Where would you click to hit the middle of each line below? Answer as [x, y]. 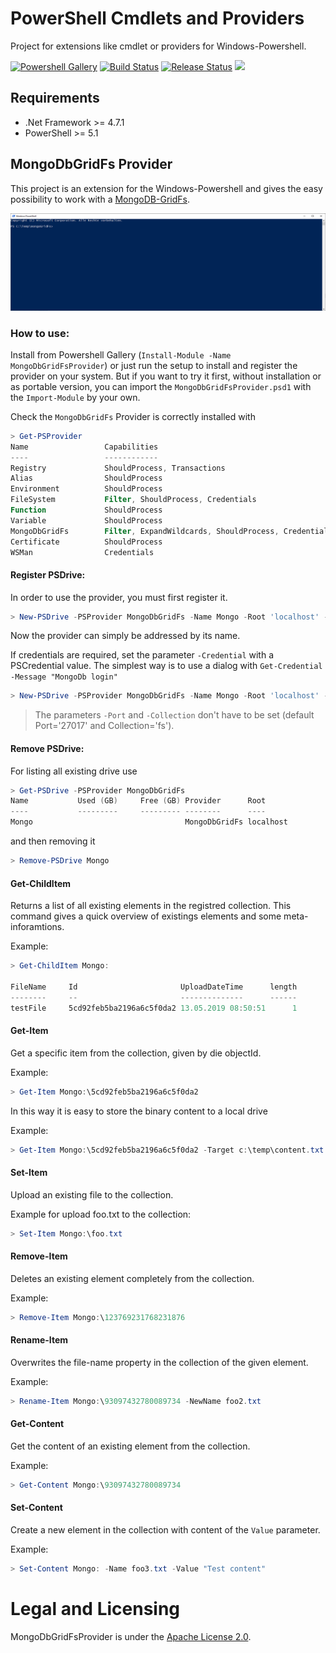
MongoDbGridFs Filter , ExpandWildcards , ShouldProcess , [145, 531]
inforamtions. [37, 927]
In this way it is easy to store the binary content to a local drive [139, 1111]
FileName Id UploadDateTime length [154, 987]
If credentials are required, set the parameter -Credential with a [142, 655]
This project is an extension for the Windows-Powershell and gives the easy [166, 188]
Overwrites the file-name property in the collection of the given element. [159, 1362]
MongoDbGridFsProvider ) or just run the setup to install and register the [154, 365]
